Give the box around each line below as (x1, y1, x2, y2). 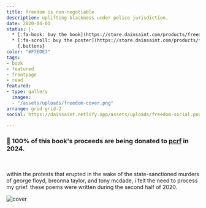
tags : (6, 54, 20, 61)
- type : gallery (6, 89, 48, 95)
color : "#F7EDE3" (6, 49, 51, 55)
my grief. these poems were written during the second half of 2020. (6, 183, 178, 190)
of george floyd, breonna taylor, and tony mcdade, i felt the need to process (6, 177, 198, 184)
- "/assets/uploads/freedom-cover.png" (12, 100, 114, 106)
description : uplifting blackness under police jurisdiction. (6, 15, 169, 21)
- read (6, 77, 23, 83)
